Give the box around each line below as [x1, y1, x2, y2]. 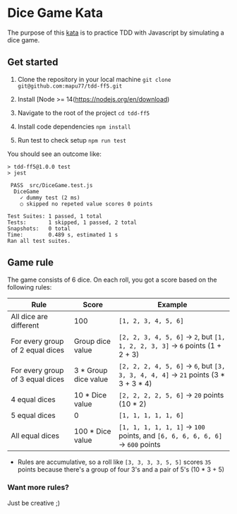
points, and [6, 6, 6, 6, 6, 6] [119, 431, 223, 441]
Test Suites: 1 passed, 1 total [7, 213, 102, 220]
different [11, 320, 39, 330]
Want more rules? [7, 482, 69, 492]
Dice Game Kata [7, 5, 104, 21]
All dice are [11, 311, 48, 321]
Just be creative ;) [7, 498, 61, 507]
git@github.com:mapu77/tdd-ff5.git [17, 83, 123, 90]
